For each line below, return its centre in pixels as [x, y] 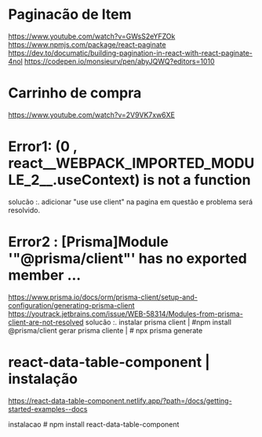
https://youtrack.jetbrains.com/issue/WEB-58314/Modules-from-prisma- [126, 314]
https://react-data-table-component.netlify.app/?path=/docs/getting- [120, 400]
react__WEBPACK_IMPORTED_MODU [131, 163]
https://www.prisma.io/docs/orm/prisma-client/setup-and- [103, 297]
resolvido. [24, 210]
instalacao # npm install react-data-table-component [94, 424]
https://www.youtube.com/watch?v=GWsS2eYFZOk [92, 36]
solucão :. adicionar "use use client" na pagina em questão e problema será [131, 201]
